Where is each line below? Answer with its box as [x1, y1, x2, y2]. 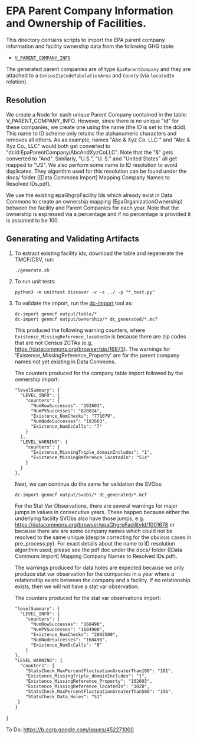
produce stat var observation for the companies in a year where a [14, 570, 175, 577]
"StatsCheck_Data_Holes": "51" [25, 693, 103, 699]
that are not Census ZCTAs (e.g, [14, 339, 93, 346]
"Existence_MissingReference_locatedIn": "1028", [25, 683, 150, 689]
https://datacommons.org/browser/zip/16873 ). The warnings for [14, 345, 170, 353]
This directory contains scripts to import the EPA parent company [6, 36, 165, 43]
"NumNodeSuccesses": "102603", [30, 418, 108, 424]
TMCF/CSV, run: [14, 256, 55, 263]
